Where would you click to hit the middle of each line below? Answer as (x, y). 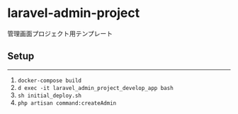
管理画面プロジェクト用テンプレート (60, 33)
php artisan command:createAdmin (67, 103)
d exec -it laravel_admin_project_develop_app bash (95, 88)
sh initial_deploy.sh (49, 96)
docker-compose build (49, 80)
